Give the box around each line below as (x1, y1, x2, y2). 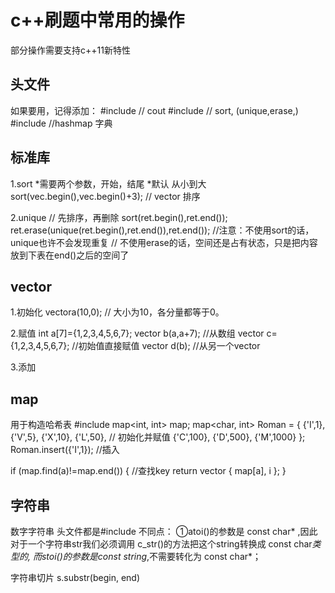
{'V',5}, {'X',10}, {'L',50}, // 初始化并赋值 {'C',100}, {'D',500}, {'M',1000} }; (10, 431, 306, 443)
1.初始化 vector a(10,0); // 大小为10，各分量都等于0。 (10, 306, 225, 318)
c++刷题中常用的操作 (10, 9, 185, 32)
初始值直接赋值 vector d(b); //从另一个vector (78, 340, 261, 352)
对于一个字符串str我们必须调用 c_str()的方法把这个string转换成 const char (10, 538, 313, 550)
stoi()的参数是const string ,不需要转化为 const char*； (41, 551, 262, 562)
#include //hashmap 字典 (10, 117, 113, 129)
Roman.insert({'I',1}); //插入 (10, 444, 120, 456)
